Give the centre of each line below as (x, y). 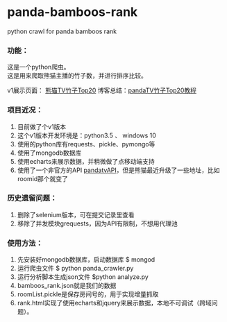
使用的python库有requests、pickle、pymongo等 (86, 144)
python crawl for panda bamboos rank (62, 31)
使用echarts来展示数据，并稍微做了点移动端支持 (86, 161)
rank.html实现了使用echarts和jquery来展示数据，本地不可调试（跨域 (114, 303)
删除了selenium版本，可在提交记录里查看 (76, 214)
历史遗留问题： (32, 198)
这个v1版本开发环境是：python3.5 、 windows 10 (86, 135)
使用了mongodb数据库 (49, 153)
